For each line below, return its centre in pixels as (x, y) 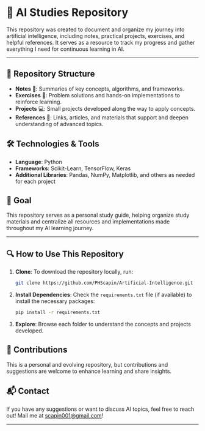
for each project (35, 181)
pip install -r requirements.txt (58, 313)
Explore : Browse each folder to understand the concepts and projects (103, 324)
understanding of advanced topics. (59, 124)
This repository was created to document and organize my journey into (95, 29)
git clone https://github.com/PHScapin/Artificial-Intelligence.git (104, 283)
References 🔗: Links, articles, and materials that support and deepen (102, 117)
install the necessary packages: (55, 301)
